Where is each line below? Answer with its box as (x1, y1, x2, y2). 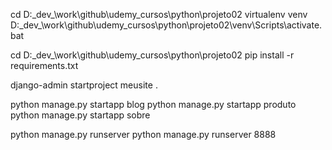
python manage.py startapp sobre (10, 109, 151, 121)
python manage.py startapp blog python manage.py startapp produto (10, 99, 297, 110)
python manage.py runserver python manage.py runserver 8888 (10, 129, 277, 140)
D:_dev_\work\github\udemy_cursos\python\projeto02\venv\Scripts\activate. (10, 19, 323, 31)
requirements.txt (10, 60, 79, 71)
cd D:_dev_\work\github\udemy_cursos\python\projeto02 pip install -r (10, 49, 295, 61)
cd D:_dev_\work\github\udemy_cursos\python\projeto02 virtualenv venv (10, 9, 308, 20)
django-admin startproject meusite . (10, 79, 158, 91)
